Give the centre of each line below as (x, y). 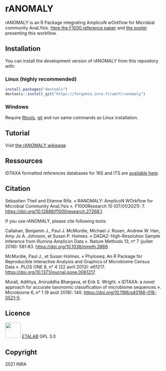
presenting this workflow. (31, 33)
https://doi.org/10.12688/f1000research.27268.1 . (54, 211)
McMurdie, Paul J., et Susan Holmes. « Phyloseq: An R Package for (74, 256)
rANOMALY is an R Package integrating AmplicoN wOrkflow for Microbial (80, 22)
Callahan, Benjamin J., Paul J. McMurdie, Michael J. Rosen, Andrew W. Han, (83, 230)
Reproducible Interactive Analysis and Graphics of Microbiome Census (78, 261)
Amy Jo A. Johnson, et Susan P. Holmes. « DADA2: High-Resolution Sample (83, 236)
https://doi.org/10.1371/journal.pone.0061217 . (50, 272)
